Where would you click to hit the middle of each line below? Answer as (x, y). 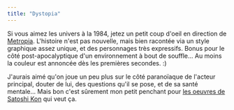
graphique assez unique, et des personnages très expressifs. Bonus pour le (116, 48)
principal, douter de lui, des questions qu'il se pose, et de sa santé (103, 84)
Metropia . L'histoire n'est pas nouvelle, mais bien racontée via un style (108, 41)
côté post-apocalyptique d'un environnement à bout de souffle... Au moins (115, 56)
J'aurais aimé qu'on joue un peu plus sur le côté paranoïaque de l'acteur (111, 77)
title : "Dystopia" (34, 14)
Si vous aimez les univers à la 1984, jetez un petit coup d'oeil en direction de (117, 33)
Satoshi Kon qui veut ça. (42, 99)
